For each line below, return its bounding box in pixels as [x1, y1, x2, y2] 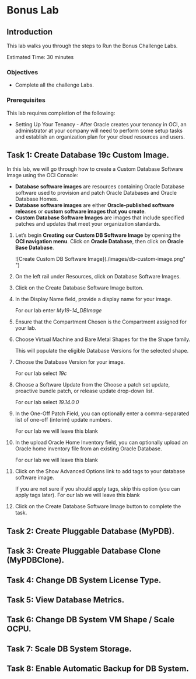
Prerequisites [6, 96, 45, 104]
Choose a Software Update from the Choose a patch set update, [15, 381, 170, 388]
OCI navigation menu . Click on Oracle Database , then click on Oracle [15, 238, 184, 245]
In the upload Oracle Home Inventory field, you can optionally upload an [15, 439, 188, 446]
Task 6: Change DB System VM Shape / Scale [6, 615, 174, 625]
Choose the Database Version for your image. [15, 359, 125, 366]
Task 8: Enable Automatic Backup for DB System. [6, 664, 189, 674]
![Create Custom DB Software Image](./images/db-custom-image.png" [15, 256, 185, 263]
